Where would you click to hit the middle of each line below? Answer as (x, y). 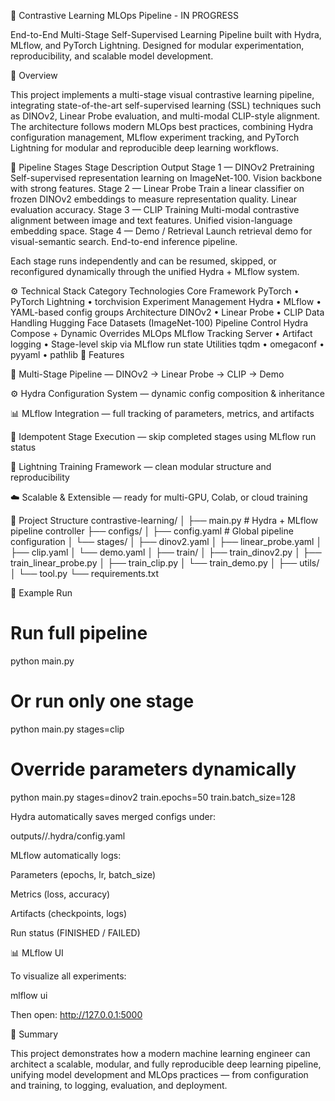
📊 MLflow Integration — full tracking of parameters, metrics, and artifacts (162, 413)
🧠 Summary (34, 1034)
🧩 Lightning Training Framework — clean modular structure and (141, 466)
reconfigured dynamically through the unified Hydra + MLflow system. (155, 271)
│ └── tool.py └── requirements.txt (85, 573)
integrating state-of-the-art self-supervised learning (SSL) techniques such (166, 105)
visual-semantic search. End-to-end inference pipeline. (124, 241)
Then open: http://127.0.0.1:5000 (76, 1014)
